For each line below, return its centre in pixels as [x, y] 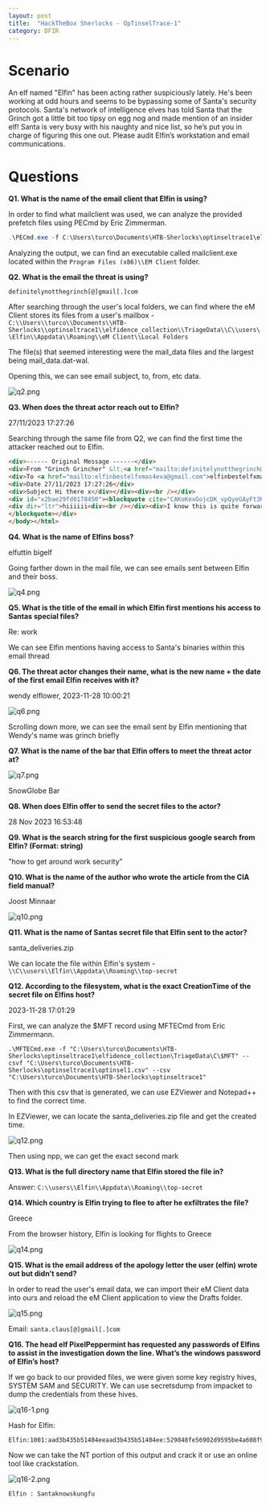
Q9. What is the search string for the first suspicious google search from [132, 837]
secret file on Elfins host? [51, 995]
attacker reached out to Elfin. [56, 447]
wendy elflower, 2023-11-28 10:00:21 [70, 696]
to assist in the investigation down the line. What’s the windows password [135, 1353]
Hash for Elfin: [32, 1425]
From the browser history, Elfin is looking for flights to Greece [110, 1234]
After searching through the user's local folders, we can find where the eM [132, 307]
